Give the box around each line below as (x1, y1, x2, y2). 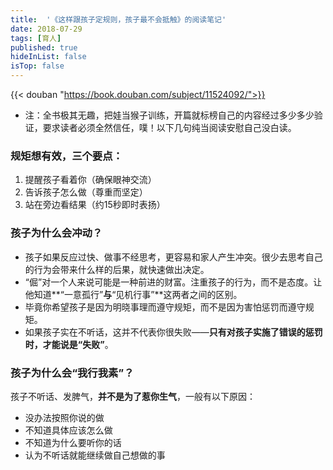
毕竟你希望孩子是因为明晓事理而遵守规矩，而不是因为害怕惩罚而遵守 (24, 301, 306, 313)
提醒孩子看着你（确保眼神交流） (24, 174, 157, 186)
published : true (10, 42, 78, 53)
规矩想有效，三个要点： (10, 149, 123, 163)
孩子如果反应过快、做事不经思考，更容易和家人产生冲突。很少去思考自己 (24, 251, 323, 263)
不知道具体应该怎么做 (24, 424, 113, 436)
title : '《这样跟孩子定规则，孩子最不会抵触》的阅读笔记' (10, 14, 227, 25)
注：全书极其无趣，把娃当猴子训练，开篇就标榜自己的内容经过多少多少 (24, 109, 315, 121)
